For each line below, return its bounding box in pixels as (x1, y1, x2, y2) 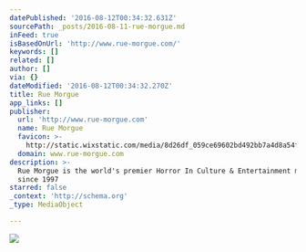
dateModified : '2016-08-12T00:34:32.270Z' (9, 81, 173, 90)
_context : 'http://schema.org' (9, 192, 128, 201)
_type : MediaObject (9, 200, 84, 210)
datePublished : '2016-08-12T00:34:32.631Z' (9, 13, 178, 23)
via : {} (9, 73, 39, 82)
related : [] (9, 56, 55, 65)
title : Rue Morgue (9, 89, 79, 99)
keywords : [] (9, 47, 59, 57)
